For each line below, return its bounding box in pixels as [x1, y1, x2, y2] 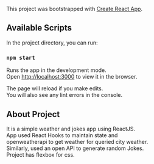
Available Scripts [6, 23, 72, 33]
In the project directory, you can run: [6, 39, 98, 46]
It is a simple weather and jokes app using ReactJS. [6, 125, 136, 132]
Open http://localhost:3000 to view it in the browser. [6, 73, 138, 80]
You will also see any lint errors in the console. [6, 91, 123, 99]
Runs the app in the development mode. [6, 66, 107, 74]
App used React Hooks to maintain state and [6, 131, 118, 139]
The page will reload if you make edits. [6, 85, 103, 92]
